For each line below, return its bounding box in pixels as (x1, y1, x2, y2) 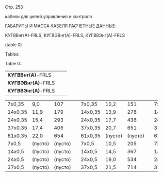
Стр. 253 (5, 4, 23, 10)
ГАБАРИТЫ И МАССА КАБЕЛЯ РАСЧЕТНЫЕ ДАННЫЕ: (5, 23, 116, 29)
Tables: (5, 51, 20, 57)
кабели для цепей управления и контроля (5, 14, 92, 19)
